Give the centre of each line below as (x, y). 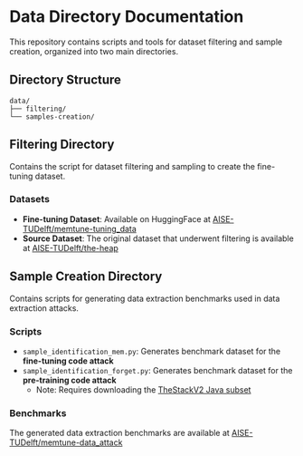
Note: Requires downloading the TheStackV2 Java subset (143, 389)
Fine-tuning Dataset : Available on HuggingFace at (116, 218)
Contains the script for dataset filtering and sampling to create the (133, 166)
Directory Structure (66, 80)
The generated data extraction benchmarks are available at (120, 433)
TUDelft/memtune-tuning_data (80, 228)
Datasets (29, 199)
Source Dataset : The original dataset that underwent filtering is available (158, 238)
